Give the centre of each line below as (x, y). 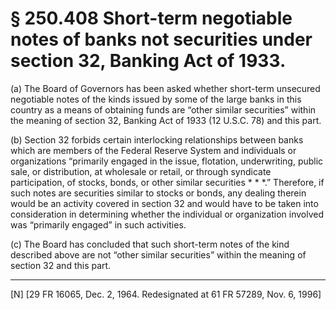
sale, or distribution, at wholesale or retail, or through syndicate (141, 171)
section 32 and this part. (61, 265)
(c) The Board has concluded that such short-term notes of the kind (150, 244)
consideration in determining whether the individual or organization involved (167, 214)
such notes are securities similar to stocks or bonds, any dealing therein (158, 193)
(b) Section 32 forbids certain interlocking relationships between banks (157, 139)
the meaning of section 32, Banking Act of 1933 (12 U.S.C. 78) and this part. (166, 120)
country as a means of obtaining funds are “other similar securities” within (163, 109)
